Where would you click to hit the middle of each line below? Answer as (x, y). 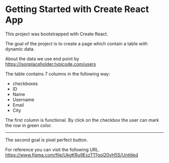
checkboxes (25, 84)
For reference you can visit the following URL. (53, 149)
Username (23, 100)
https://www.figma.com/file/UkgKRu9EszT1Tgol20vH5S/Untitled (72, 155)
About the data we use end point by (42, 58)
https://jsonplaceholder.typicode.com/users (51, 64)
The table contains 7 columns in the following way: (58, 73)
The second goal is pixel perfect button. (47, 140)
